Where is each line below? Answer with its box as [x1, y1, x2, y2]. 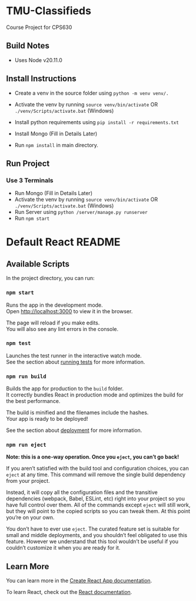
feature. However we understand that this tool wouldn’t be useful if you [6, 538, 178, 545]
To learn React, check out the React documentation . [6, 589, 132, 596]
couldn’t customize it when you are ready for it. [6, 544, 121, 551]
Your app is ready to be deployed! [6, 415, 88, 423]
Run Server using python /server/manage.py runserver [14, 209, 148, 216]
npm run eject [6, 441, 46, 449]
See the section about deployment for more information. [6, 427, 142, 434]
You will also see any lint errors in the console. [6, 325, 119, 332]
